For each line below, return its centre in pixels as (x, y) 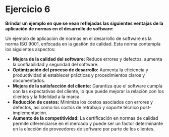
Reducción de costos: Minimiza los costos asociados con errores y (82, 102)
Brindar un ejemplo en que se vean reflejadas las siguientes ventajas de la (84, 23)
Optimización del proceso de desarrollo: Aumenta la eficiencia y (80, 70)
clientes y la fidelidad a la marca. (47, 97)
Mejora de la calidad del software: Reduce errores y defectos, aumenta (87, 59)
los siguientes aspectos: (30, 49)
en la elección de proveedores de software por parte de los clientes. (83, 129)
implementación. (30, 113)
